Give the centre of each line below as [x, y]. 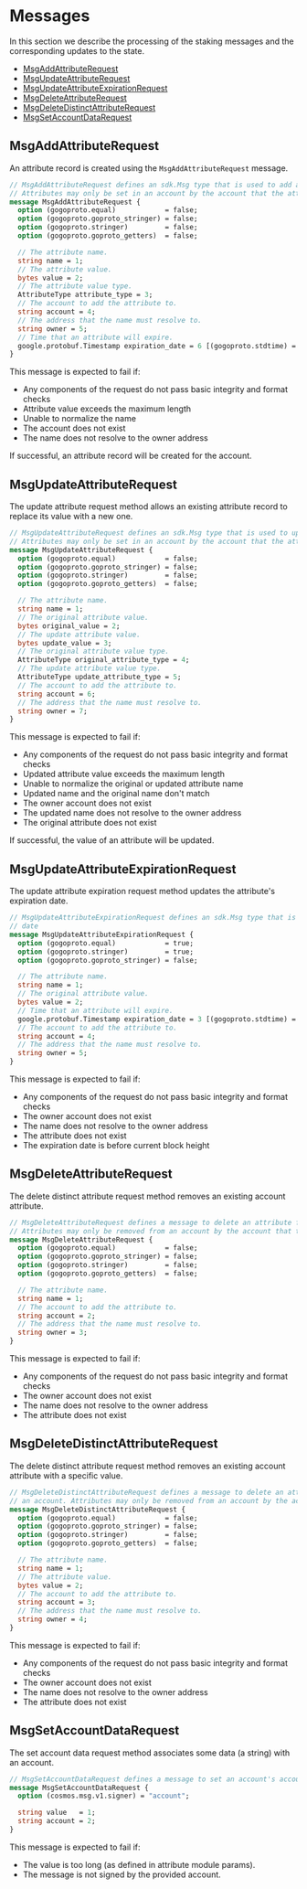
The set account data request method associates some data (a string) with [150, 1753]
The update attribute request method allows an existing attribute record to [148, 507]
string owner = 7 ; [53, 711]
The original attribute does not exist [90, 823]
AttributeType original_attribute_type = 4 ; [104, 660]
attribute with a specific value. [66, 1475]
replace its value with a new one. [71, 517]
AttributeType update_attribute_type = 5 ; [100, 678]
